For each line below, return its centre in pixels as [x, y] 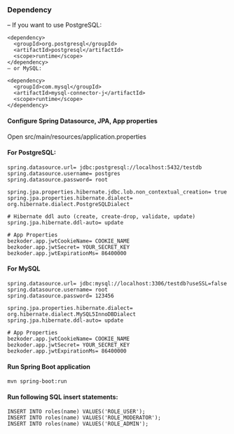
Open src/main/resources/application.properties [77, 136]
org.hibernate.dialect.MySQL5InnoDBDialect [72, 314]
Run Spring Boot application [49, 367]
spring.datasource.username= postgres [64, 173]
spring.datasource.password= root [58, 179]
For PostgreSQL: [32, 153]
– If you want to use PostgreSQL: [55, 25]
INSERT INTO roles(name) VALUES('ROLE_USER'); [76, 412]
